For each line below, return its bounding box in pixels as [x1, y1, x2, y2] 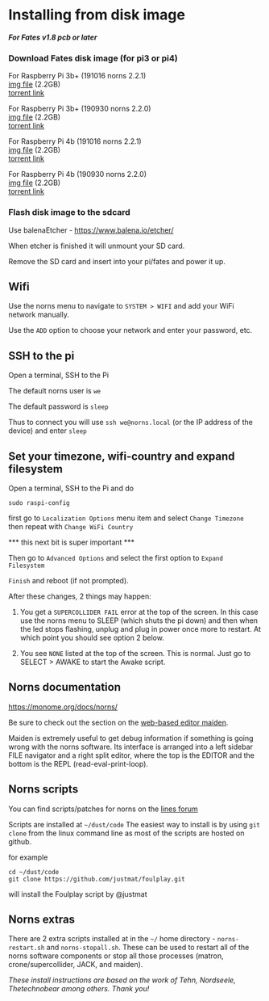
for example [8, 852, 48, 862]
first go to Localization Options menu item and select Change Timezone [8, 513, 244, 523]
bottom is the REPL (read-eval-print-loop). [8, 759, 149, 768]
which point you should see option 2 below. [19, 633, 165, 642]
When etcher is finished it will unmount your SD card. [8, 241, 185, 250]
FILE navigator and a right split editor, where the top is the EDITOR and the [8, 750, 255, 760]
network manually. [8, 309, 70, 320]
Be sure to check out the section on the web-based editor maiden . [8, 717, 229, 727]
